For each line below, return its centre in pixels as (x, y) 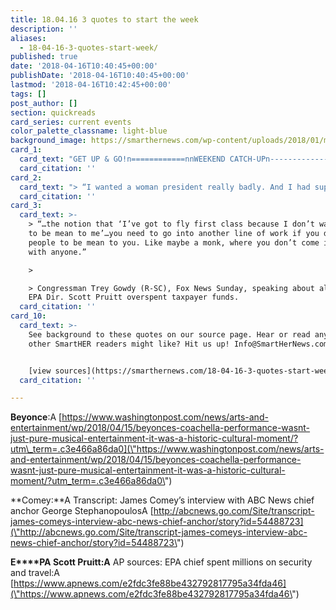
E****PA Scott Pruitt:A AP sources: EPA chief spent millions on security (161, 562)
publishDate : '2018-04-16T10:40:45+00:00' (100, 76)
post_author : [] (44, 103)
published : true (44, 57)
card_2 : (26, 177)
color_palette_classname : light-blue (89, 131)
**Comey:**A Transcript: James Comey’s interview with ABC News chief (162, 500)
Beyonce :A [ (36, 417)
